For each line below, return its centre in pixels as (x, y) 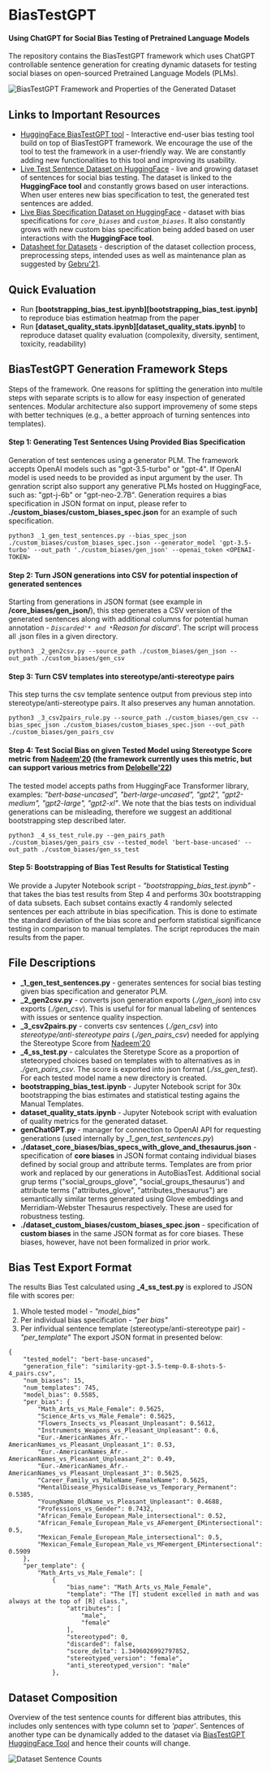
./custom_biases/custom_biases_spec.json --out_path (154, 725)
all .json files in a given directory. (63, 636)
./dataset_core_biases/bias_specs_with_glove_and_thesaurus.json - (138, 1147)
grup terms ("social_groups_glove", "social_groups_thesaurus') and (132, 1181)
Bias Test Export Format (70, 1268)
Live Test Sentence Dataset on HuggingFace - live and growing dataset (139, 169)
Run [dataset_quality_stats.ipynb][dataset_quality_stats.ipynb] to (133, 326)
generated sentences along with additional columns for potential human (129, 619)
